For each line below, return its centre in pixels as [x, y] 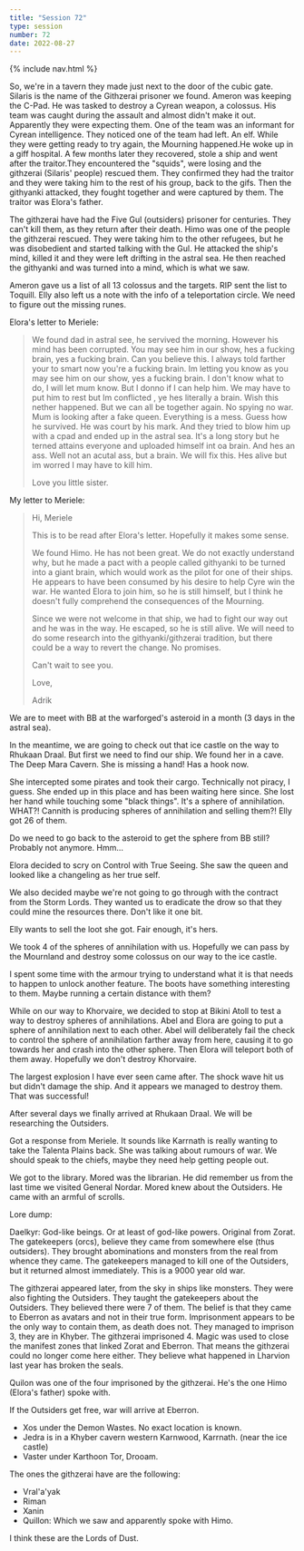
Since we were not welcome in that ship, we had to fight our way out [160, 619]
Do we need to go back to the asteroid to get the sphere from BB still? [140, 838]
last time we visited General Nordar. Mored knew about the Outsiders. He [146, 1187]
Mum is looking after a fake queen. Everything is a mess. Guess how [159, 417]
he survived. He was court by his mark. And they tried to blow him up [161, 426]
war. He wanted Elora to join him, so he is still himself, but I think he [157, 591]
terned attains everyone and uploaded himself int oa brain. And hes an [163, 446]
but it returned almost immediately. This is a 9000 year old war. [127, 1271]
